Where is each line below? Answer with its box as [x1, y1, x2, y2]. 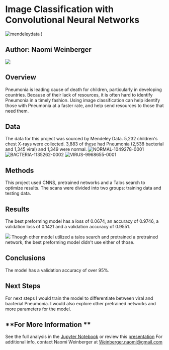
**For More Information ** [5, 320, 91, 329]
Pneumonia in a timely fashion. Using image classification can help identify [5, 97, 160, 103]
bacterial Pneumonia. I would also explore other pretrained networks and [5, 300, 156, 306]
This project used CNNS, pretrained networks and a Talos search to [5, 180, 145, 186]
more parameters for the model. [5, 306, 71, 312]
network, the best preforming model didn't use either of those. [5, 239, 135, 245]
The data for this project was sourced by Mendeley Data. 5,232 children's [5, 136, 158, 142]
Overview [5, 73, 37, 81]
